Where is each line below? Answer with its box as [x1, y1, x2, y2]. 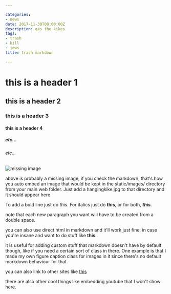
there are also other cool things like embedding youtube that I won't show [5, 279, 161, 285]
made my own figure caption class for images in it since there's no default [5, 253, 161, 259]
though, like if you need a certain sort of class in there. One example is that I [5, 248, 166, 254]
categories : [5, 12, 31, 17]
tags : [5, 31, 17, 36]
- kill [5, 40, 19, 46]
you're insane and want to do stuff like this [5, 233, 96, 239]
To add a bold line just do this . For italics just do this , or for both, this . [5, 202, 152, 208]
